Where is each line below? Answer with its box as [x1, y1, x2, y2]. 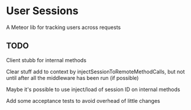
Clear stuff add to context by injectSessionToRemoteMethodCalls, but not [6, 68, 185, 75]
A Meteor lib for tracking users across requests [6, 24, 121, 31]
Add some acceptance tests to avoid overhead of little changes [6, 97, 161, 104]
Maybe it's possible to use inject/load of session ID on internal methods [6, 86, 180, 93]
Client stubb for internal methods [6, 56, 87, 63]
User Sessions [6, 4, 79, 18]
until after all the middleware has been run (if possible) [6, 74, 139, 81]
